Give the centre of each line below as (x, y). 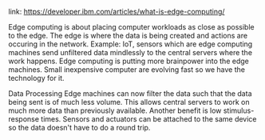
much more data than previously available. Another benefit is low (115, 110)
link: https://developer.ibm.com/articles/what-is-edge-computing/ (117, 12)
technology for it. (37, 78)
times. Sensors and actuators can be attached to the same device (149, 119)
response (24, 119)
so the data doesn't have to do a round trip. (79, 128)
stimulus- (239, 110)
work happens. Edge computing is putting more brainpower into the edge (129, 61)
